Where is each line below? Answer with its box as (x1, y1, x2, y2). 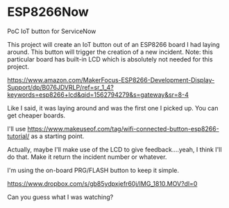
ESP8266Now (7, 4, 89, 20)
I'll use (7, 124, 26, 133)
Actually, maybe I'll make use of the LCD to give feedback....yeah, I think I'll (7, 145, 222, 153)
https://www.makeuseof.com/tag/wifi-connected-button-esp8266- (27, 124, 220, 133)
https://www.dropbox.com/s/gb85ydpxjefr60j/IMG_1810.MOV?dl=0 (7, 179, 198, 187)
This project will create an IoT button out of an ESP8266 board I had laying (7, 40, 220, 48)
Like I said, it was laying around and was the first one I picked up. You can (7, 104, 219, 112)
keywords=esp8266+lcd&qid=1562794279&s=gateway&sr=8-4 (7, 91, 189, 99)
